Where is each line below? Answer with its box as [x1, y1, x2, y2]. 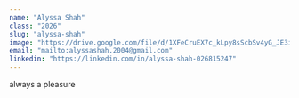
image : [9, 37, 34, 47]
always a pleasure [9, 79, 76, 89]
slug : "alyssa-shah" [9, 29, 86, 38]
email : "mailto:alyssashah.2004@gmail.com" [9, 46, 174, 55]
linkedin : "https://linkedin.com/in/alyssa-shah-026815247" [9, 54, 238, 63]
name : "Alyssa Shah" [9, 12, 86, 22]
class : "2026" [9, 21, 62, 30]
